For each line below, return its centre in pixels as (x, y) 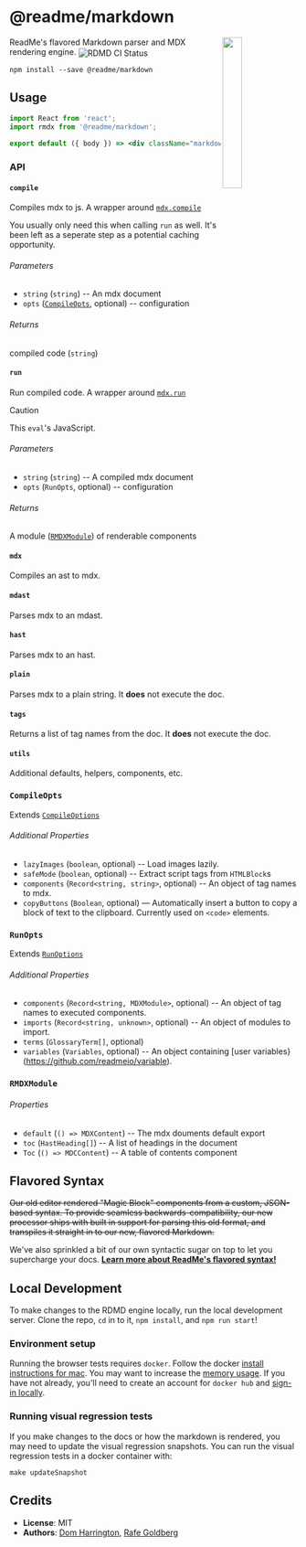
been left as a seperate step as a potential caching (104, 235)
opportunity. (33, 245)
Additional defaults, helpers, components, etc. (96, 773)
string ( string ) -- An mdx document (92, 293)
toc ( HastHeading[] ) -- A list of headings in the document (130, 1142)
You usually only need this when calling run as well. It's (113, 225)
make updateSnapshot (49, 1472)
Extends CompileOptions (55, 815)
